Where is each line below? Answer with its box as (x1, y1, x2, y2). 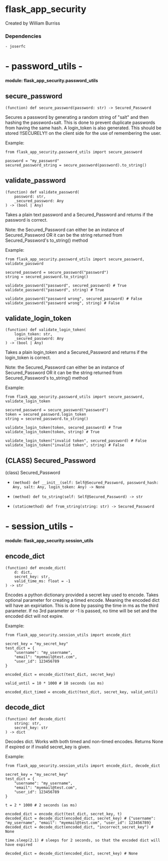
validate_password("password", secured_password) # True (5, 283, 127, 288)
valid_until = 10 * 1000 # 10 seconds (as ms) (5, 680, 104, 685)
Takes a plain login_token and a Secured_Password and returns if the (5, 350, 148, 356)
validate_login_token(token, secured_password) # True (5, 425, 122, 430)
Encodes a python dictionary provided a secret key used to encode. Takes (5, 592, 159, 598)
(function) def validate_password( (5, 190, 80, 195)
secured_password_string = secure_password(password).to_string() (5, 162, 147, 167)
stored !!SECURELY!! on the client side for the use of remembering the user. (5, 130, 161, 136)
